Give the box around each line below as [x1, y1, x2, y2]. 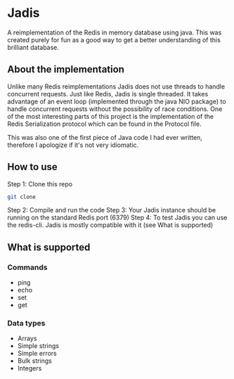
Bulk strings [17, 356, 53, 365]
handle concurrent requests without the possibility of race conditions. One [7, 104, 223, 113]
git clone [7, 193, 37, 200]
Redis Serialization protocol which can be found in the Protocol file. [7, 120, 202, 128]
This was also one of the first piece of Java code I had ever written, [7, 133, 202, 141]
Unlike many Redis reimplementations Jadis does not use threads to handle [7, 82, 226, 91]
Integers [17, 364, 42, 373]
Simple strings [17, 342, 60, 350]
